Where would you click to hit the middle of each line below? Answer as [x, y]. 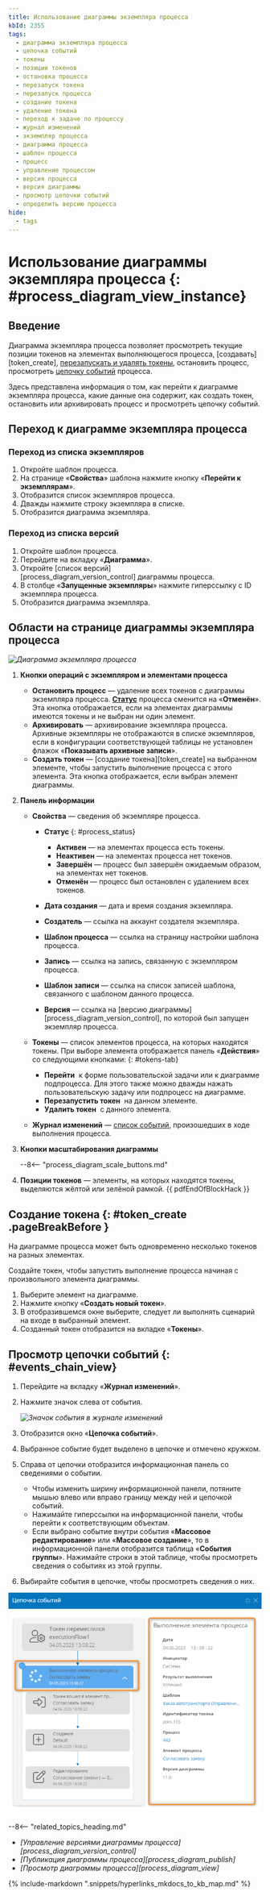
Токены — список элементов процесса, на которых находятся [140, 1042]
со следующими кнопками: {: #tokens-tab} [105, 1059]
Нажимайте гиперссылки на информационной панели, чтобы [137, 1515]
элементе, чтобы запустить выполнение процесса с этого [132, 768]
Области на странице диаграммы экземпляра [131, 628]
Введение [35, 326]
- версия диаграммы [48, 187]
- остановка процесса [52, 77]
